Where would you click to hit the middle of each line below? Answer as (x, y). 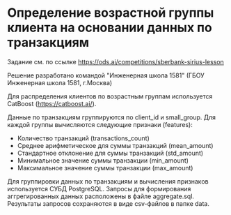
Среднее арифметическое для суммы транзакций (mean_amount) (115, 145)
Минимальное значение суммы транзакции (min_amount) (103, 160)
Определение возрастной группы (111, 13)
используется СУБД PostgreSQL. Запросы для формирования (99, 188)
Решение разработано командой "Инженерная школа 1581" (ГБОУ (106, 75)
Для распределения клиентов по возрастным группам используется (110, 96)
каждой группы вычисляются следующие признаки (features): (100, 124)
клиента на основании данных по (110, 28)
